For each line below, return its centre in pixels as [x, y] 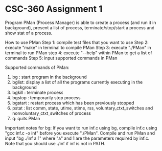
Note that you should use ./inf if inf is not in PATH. [55, 143]
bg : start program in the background [49, 77]
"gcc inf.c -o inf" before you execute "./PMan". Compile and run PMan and [80, 133]
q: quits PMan [26, 118]
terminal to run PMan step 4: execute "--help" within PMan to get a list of [79, 53]
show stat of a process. [29, 33]
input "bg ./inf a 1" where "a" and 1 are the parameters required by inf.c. [77, 138]
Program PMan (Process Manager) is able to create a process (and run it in [81, 22]
